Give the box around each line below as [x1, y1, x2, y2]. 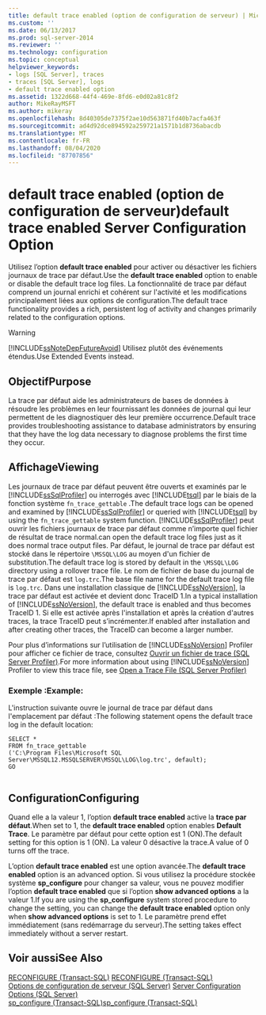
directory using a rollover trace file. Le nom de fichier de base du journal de [8, 565, 255, 575]
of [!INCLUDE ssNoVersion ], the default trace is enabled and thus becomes [8, 599, 252, 609]
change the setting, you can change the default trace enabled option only [8, 903, 251, 913]
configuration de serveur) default [8, 203, 230, 220]
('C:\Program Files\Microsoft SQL [8, 749, 123, 757]
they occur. [8, 438, 45, 447]
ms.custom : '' [8, 19, 55, 27]
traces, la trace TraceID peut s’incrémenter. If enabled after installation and [8, 616, 251, 625]
